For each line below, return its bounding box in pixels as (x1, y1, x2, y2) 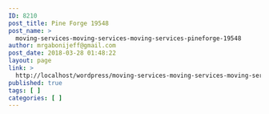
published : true (8, 79, 62, 87)
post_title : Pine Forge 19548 (8, 19, 110, 27)
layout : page (8, 57, 52, 65)
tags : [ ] (8, 86, 42, 95)
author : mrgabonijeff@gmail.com (8, 42, 116, 50)
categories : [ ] (8, 94, 62, 102)
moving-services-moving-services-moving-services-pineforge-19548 (15, 34, 242, 43)
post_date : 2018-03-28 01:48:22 (8, 49, 116, 57)
